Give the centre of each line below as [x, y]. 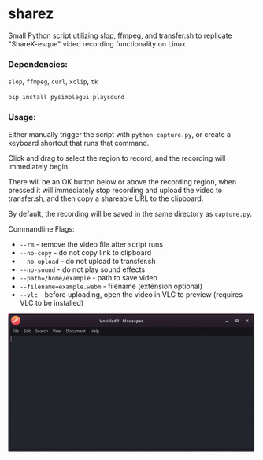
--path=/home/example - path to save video [88, 277]
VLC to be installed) [52, 302]
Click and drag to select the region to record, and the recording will [117, 158]
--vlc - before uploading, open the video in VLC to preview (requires [131, 294]
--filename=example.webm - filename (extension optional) [111, 286]
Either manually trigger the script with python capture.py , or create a [119, 134]
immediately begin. [39, 166]
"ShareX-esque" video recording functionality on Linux [97, 43]
